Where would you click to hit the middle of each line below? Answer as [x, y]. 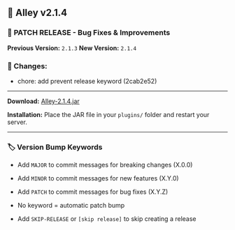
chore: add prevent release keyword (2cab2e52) [87, 81]
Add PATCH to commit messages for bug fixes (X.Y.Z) [93, 192]
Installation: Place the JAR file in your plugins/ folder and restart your [108, 114]
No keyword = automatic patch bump [71, 206]
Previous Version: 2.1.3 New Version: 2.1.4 [72, 48]
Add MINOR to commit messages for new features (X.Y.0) [98, 178]
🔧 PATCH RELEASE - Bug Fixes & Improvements [89, 33]
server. [17, 122]
